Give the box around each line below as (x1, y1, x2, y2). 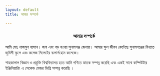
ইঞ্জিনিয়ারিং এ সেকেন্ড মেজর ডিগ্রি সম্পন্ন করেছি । (5, 65, 74, 71)
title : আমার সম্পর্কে (5, 12, 38, 17)
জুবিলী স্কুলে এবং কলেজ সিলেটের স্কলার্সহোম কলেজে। (5, 49, 80, 55)
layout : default (5, 7, 39, 12)
